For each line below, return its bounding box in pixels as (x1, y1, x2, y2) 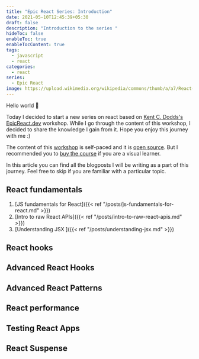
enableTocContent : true (6, 42, 65, 48)
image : (6, 86, 23, 92)
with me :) (6, 132, 31, 139)
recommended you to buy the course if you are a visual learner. (6, 150, 161, 157)
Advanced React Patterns (6, 283, 102, 293)
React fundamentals (6, 185, 83, 195)
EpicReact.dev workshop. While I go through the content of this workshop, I (6, 119, 191, 127)
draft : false (6, 20, 38, 25)
